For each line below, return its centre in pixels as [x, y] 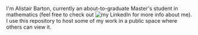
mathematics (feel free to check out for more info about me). [99, 15]
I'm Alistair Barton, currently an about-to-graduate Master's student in [92, 8]
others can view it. [29, 27]
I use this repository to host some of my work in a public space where [92, 21]
